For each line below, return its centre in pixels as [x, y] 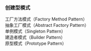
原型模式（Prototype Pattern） [36, 43]
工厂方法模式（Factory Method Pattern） [46, 19]
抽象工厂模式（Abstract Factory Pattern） [47, 25]
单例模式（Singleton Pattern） [35, 31]
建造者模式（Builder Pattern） [35, 37]
